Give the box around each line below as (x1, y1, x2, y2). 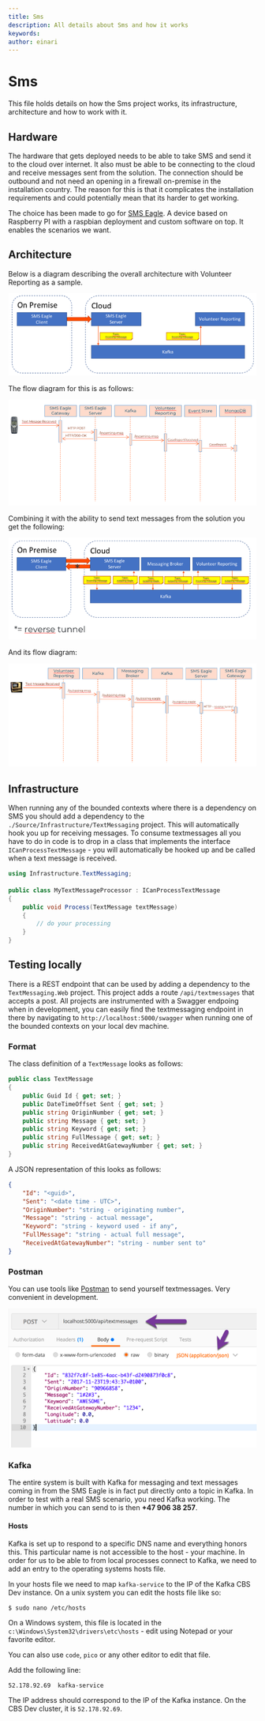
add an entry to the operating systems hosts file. (8, 1564, 166, 1573)
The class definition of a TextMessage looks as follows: (8, 1059, 184, 1068)
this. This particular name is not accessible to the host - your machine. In (8, 1547, 245, 1557)
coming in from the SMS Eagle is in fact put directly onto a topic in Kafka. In (8, 1486, 254, 1496)
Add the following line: (8, 1665, 81, 1674)
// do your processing (36, 920, 111, 928)
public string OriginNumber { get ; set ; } (22, 1109, 164, 1117)
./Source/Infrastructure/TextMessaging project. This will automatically (8, 820, 240, 830)
